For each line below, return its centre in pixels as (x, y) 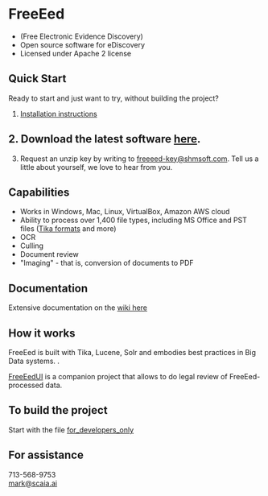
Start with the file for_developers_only (71, 430)
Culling (32, 246)
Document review (49, 254)
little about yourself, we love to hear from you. (96, 167)
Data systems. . (34, 361)
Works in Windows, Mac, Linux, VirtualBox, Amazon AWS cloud (125, 212)
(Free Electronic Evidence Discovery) (81, 36)
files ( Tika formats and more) (68, 229)
